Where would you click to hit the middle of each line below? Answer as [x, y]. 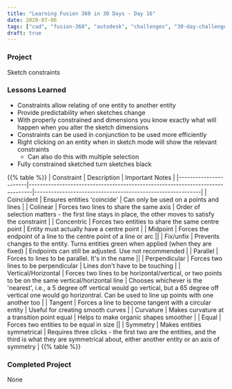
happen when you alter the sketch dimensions [83, 127]
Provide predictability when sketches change [81, 112]
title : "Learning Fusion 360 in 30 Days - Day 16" [81, 13]
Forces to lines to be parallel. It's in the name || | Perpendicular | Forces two [115, 258]
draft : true [24, 33]
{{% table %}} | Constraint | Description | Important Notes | [91, 177]
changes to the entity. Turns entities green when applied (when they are [109, 244]
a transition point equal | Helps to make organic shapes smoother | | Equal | [114, 317]
